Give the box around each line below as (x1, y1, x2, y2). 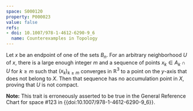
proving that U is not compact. (6, 81, 79, 88)
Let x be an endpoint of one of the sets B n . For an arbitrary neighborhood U (6, 52, 188, 60)
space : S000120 (6, 8, 43, 15)
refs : (6, 24, 19, 31)
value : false (6, 19, 38, 25)
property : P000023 (6, 14, 51, 20)
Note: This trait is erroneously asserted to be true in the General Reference (6, 92, 187, 99)
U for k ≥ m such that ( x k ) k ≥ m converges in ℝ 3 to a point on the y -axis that (6, 66, 187, 76)
